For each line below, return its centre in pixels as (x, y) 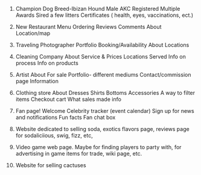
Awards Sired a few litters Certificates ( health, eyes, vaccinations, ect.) (104, 15)
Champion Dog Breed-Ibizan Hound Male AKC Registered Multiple (98, 9)
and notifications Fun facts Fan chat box (65, 117)
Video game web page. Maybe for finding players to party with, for (98, 147)
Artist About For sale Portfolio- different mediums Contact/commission (103, 75)
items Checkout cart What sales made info (68, 99)
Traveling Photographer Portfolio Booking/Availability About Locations (102, 45)
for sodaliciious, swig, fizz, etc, (54, 135)
